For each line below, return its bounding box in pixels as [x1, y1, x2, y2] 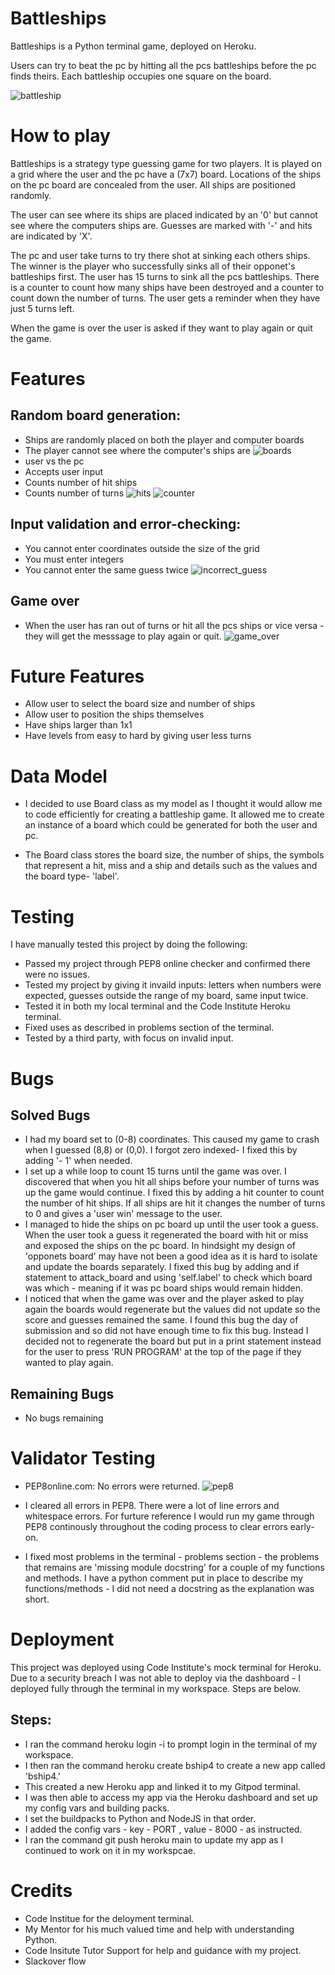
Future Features [10, 665, 145, 687]
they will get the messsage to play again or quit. [24, 630, 222, 642]
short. [24, 1593, 50, 1606]
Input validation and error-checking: [10, 516, 242, 533]
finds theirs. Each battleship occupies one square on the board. [10, 70, 272, 82]
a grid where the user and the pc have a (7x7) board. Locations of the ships [10, 168, 322, 180]
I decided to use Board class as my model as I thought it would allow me [24, 798, 323, 810]
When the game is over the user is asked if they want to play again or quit [10, 322, 313, 334]
